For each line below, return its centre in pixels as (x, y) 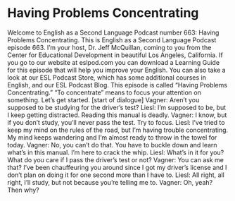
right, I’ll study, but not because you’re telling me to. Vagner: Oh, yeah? (110, 182)
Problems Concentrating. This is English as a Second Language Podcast (112, 39)
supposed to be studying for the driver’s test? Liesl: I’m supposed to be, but (117, 107)
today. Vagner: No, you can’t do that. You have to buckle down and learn (112, 145)
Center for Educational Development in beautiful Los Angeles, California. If (115, 55)
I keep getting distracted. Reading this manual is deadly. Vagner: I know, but (117, 115)
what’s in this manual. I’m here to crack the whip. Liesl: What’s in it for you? (116, 152)
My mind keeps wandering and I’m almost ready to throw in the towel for (112, 137)
